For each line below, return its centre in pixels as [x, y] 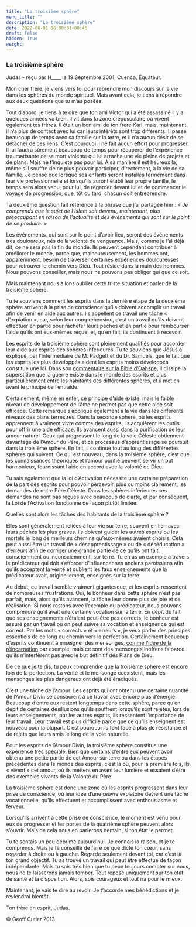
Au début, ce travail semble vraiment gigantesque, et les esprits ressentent [97, 587]
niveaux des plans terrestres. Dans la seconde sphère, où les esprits [89, 417]
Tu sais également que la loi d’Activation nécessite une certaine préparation [97, 478]
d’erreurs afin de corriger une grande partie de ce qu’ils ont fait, [83, 550]
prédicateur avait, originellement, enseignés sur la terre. [73, 576]
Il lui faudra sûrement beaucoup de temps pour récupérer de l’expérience [94, 150]
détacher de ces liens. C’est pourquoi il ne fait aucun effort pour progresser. [97, 143]
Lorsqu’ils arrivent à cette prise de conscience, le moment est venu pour [94, 818]
